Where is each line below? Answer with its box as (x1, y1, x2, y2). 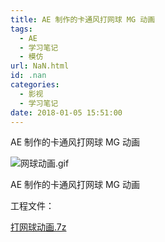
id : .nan (10, 71, 47, 81)
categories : (10, 80, 60, 90)
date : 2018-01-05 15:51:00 (10, 107, 123, 118)
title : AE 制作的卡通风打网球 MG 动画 (10, 14, 156, 25)
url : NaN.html (10, 61, 70, 71)
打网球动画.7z (10, 221, 67, 233)
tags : (10, 24, 33, 34)
